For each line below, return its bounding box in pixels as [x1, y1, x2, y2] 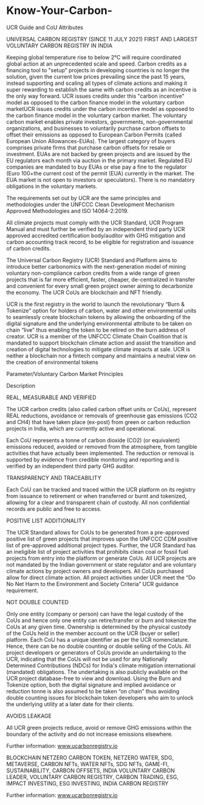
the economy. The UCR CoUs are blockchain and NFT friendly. [6, 289, 163, 296]
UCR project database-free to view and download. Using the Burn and [6, 675, 182, 682]
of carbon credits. [6, 244, 52, 252]
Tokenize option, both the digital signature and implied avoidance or [6, 681, 176, 689]
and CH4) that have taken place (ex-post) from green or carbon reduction [6, 418, 191, 425]
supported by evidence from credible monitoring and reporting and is [6, 456, 180, 463]
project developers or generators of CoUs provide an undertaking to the [6, 648, 186, 656]
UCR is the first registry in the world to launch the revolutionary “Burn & [6, 300, 185, 308]
